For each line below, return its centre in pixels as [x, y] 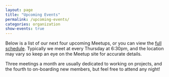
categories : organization [33, 24]
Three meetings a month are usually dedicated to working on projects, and [84, 64]
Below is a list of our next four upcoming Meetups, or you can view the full [83, 43]
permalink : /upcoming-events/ [38, 19]
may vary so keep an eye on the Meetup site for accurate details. [74, 54]
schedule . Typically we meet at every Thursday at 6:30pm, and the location [85, 49]
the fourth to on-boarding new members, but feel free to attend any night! [83, 69]
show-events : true [25, 29]
